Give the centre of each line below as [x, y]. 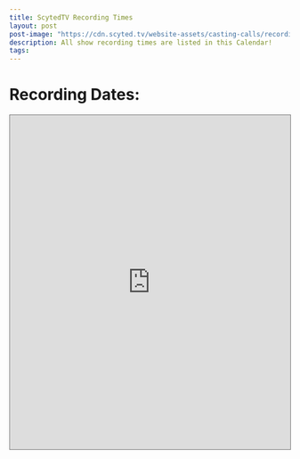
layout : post [33, 26]
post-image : [31, 34]
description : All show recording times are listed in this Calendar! [141, 42]
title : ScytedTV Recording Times [71, 17]
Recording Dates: [75, 95]
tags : [19, 51]
